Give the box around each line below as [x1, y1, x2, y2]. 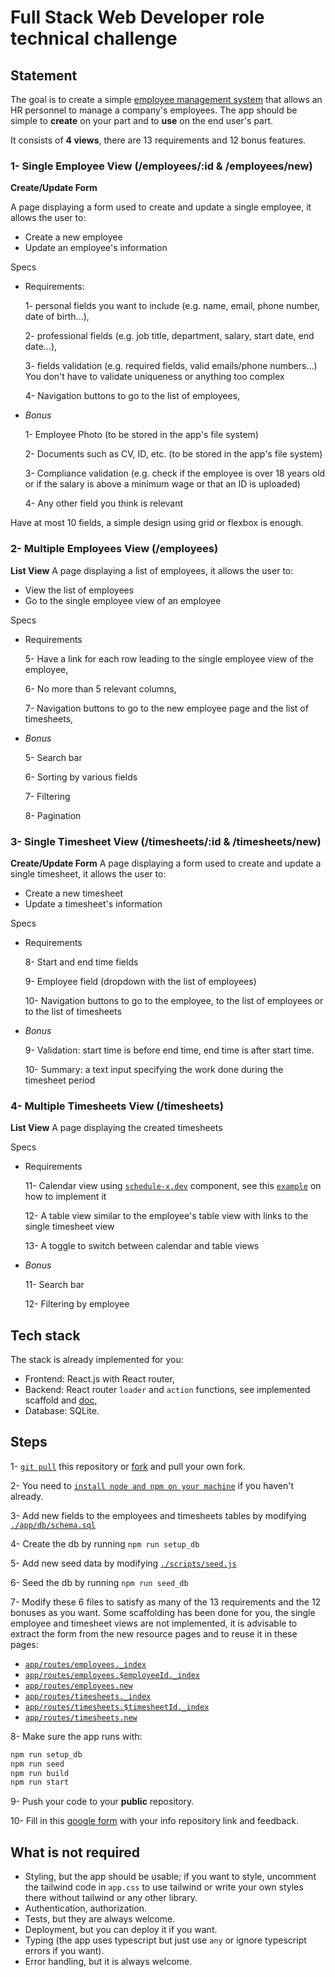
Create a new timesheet [24, 887, 124, 899]
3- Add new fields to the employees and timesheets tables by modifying [10, 1509, 307, 1521]
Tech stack [10, 1327, 81, 1344]
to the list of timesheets [24, 1005, 122, 1017]
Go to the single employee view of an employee [24, 594, 222, 606]
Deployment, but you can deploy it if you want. [24, 1924, 218, 1936]
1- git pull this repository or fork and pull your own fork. [10, 1460, 246, 1472]
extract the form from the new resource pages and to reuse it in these [10, 1627, 298, 1640]
